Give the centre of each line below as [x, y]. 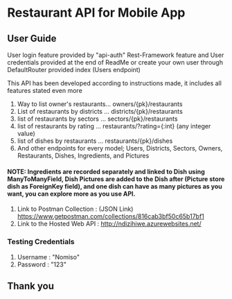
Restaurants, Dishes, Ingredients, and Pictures [83, 155]
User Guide [32, 39]
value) [26, 134]
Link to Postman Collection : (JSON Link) [75, 209]
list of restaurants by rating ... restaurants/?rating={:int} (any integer [114, 126]
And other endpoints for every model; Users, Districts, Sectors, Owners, [120, 148]
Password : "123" [42, 264]
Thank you [30, 286]
